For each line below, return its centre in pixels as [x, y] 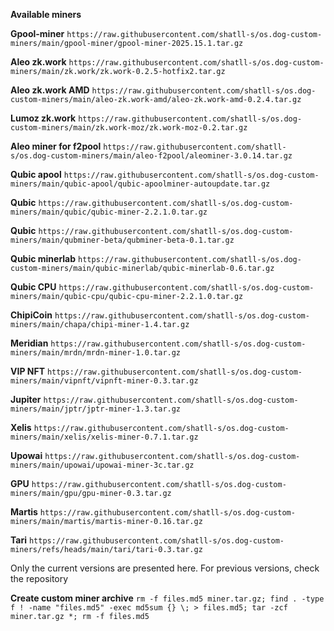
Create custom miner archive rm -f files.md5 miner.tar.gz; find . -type [167, 598]
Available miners [46, 14]
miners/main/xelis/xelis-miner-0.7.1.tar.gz [104, 437]
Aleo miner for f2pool [56, 146]
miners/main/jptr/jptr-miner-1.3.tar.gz [96, 409]
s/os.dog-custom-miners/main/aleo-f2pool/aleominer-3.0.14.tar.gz [151, 156]
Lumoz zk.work [43, 118]
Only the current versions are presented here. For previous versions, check [165, 568]
